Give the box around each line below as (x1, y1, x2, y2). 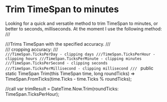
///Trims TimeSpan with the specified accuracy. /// (5, 41, 111, 47)
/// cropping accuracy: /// (5, 46, 58, 52)
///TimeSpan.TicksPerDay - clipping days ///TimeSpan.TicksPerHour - (5, 52, 156, 57)
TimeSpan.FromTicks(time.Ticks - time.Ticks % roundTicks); (5, 76, 132, 82)
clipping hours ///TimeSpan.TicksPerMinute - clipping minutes (5, 56, 142, 61)
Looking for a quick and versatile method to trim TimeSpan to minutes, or (5, 20, 158, 26)
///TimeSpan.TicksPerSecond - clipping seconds (5, 60, 108, 65)
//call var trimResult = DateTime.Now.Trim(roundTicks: (5, 85, 119, 92)
